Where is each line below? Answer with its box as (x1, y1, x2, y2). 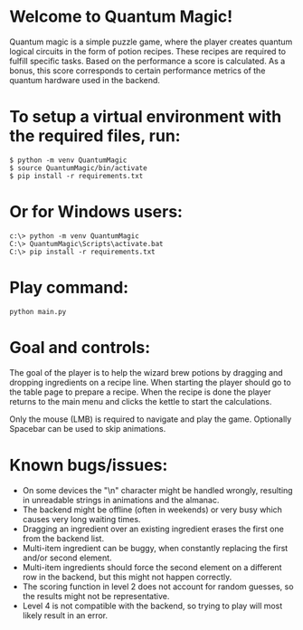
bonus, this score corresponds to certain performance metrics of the (9, 65, 266, 76)
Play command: (9, 278, 129, 298)
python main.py (9, 307, 67, 316)
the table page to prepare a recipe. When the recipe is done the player (9, 387, 271, 397)
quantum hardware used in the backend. (9, 74, 161, 85)
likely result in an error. (22, 609, 109, 621)
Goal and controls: (9, 337, 151, 358)
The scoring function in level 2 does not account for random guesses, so (22, 581, 294, 592)
